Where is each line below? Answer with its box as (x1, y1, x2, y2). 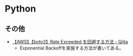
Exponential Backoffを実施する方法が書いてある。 (19, 45, 124, 51)
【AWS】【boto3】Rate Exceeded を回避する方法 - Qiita (12, 39, 128, 44)
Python (5, 3, 36, 15)
